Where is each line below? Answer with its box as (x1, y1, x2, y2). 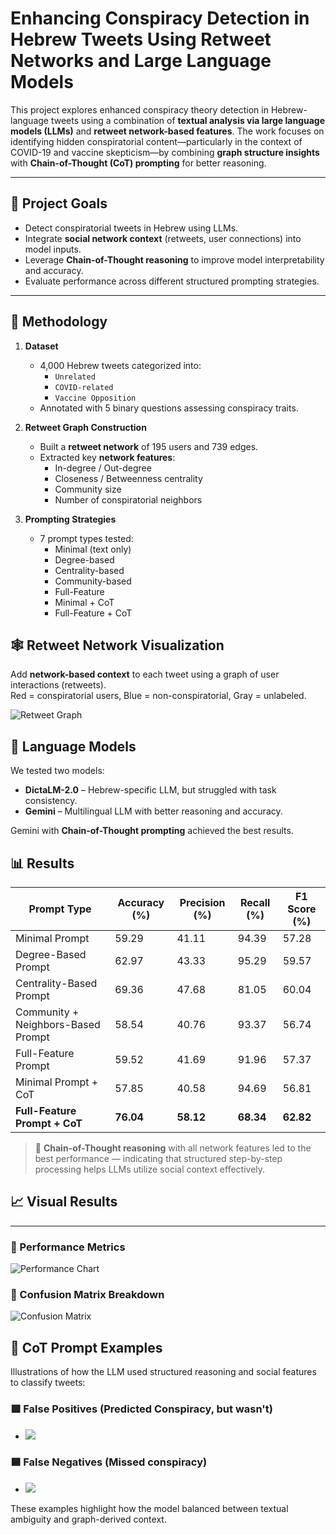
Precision (179, 896, 226, 909)
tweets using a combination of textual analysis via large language (50, 114, 326, 126)
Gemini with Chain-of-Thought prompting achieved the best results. (10, 825, 294, 837)
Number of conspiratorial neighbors (54, 493, 203, 506)
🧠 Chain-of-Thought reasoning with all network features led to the (34, 1142, 312, 1154)
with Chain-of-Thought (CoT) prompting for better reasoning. (10, 157, 267, 169)
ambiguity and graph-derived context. (10, 1513, 167, 1525)
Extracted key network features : (39, 451, 176, 463)
